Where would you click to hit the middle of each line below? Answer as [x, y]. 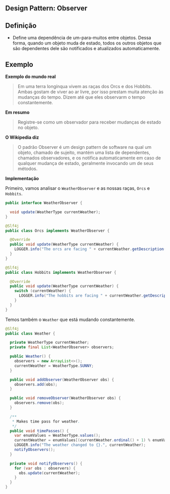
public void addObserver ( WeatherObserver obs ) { [62, 380]
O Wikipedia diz [22, 137]
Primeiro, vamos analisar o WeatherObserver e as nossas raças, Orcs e [78, 188]
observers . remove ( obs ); [39, 403]
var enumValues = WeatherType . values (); [57, 436]
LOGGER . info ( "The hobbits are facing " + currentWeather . [81, 296]
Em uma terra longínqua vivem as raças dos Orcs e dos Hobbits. [84, 87]
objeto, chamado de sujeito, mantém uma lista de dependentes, [84, 153]
